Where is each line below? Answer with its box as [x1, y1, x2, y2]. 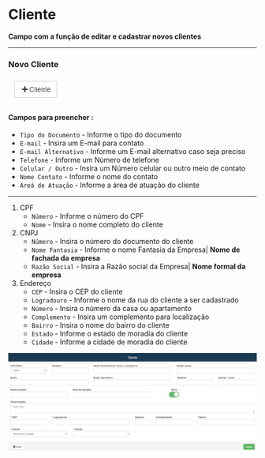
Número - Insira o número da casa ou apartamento [31, 304, 192, 313]
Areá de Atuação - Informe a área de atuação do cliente [19, 180, 200, 190]
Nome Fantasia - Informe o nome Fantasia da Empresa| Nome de [31, 245, 241, 254]
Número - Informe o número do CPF [31, 212, 144, 221]
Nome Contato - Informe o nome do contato [19, 172, 159, 182]
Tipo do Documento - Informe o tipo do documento [19, 130, 182, 140]
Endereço [19, 279, 51, 288]
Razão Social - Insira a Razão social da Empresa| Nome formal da [31, 262, 246, 272]
